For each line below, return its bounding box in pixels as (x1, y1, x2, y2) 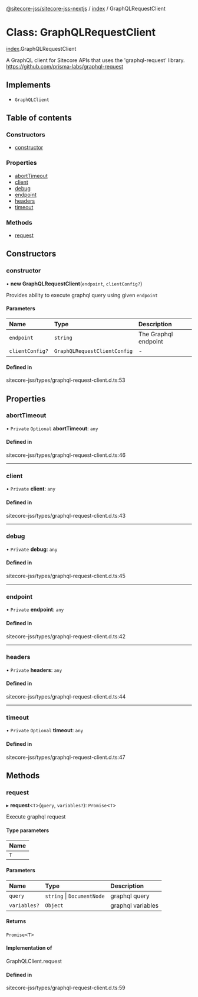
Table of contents (6, 113, 72, 123)
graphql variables (110, 901, 159, 910)
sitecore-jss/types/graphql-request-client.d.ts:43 (6, 512, 126, 519)
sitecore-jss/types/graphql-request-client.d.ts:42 (6, 632, 126, 640)
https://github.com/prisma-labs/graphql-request (6, 63, 124, 70)
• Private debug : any (6, 545, 58, 553)
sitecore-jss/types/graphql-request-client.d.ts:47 (6, 754, 126, 761)
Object (45, 902, 64, 909)
